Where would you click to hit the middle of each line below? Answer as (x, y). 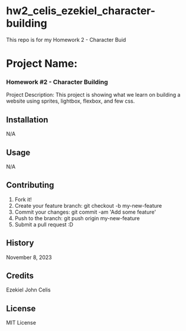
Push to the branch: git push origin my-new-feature (77, 218)
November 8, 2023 (29, 257)
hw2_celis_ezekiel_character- (81, 11)
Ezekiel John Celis (29, 290)
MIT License (21, 323)
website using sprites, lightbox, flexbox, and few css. (71, 101)
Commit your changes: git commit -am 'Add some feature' (85, 212)
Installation (27, 119)
